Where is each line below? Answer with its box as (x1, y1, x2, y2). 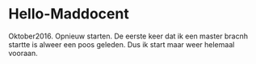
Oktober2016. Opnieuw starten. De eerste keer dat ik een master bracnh (8, 31, 249, 41)
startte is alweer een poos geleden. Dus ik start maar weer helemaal (8, 39, 235, 49)
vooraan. (8, 48, 38, 58)
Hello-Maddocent (8, 5, 129, 23)
